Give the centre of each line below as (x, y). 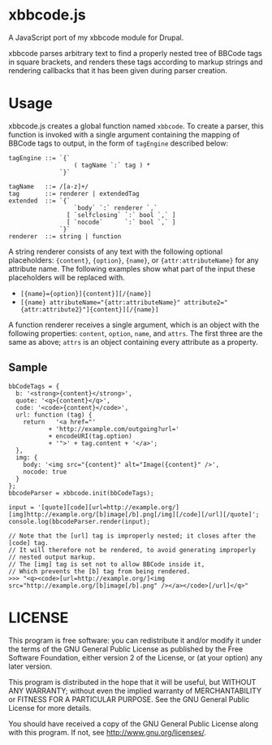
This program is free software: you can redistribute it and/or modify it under (135, 640)
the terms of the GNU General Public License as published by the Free (126, 649)
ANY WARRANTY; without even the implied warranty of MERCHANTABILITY (135, 691)
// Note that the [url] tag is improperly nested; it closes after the (132, 536)
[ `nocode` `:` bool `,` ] (121, 222)
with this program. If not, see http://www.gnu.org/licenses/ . (108, 732)
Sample (28, 368)
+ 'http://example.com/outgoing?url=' (114, 429)
